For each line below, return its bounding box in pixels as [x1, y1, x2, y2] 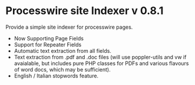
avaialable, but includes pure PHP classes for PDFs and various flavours [14, 60, 189, 67]
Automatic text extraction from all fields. [14, 47, 111, 54]
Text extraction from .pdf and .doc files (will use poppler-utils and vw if [14, 53, 187, 60]
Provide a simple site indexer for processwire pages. [5, 23, 133, 30]
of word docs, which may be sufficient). [14, 66, 111, 73]
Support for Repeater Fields [14, 41, 82, 48]
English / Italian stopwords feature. [14, 72, 98, 79]
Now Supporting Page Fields [14, 35, 84, 42]
